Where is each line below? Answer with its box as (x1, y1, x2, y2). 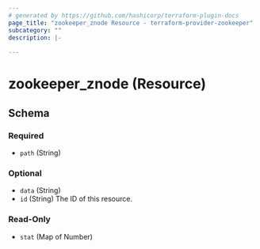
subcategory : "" (8, 26, 62, 34)
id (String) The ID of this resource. (19, 194, 133, 204)
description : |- (8, 33, 62, 42)
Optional (8, 168, 42, 179)
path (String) (19, 148, 61, 157)
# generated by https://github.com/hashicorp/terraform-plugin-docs (8, 11, 239, 20)
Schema (8, 106, 50, 119)
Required (8, 130, 44, 141)
